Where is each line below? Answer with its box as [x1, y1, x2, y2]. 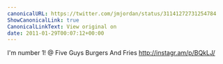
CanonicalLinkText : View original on [7, 23, 117, 30]
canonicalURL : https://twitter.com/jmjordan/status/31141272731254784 [7, 10, 217, 17]
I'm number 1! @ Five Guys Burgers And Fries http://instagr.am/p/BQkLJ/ [7, 49, 215, 57]
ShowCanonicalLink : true [7, 17, 79, 24]
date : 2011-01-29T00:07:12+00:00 [7, 29, 105, 37]
